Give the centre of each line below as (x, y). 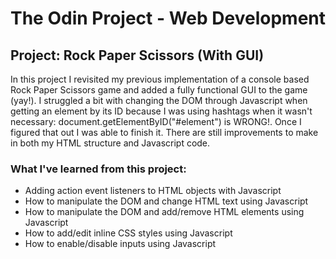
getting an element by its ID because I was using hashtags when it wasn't (161, 111)
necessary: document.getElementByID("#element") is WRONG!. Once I (156, 121)
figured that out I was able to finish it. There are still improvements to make (164, 132)
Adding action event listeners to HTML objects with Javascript (153, 191)
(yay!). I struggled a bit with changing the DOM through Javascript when (159, 100)
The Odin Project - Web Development (168, 18)
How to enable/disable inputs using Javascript (120, 244)
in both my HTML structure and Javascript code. (110, 143)
